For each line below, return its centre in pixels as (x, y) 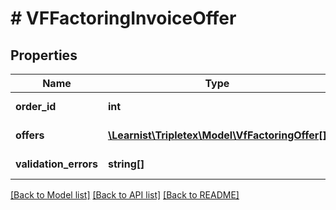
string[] (126, 164)
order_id (36, 106)
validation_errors (56, 164)
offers (30, 135)
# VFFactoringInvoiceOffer (123, 18)
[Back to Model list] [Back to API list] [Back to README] (125, 195)
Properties (44, 55)
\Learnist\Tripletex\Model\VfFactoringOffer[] (217, 135)
